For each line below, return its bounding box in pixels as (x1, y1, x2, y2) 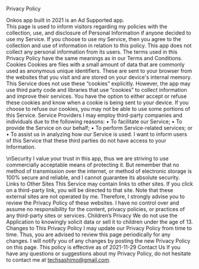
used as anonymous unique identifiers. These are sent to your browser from (6, 67, 192, 74)
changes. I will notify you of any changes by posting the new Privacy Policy (6, 237, 191, 244)
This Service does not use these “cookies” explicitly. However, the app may (6, 80, 191, 87)
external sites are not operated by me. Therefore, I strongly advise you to (6, 193, 185, 200)
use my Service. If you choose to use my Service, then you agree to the (6, 36, 181, 42)
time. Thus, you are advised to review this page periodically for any (6, 231, 171, 238)
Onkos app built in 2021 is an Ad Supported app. (6, 17, 125, 23)
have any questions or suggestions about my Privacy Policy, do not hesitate (6, 250, 191, 257)
